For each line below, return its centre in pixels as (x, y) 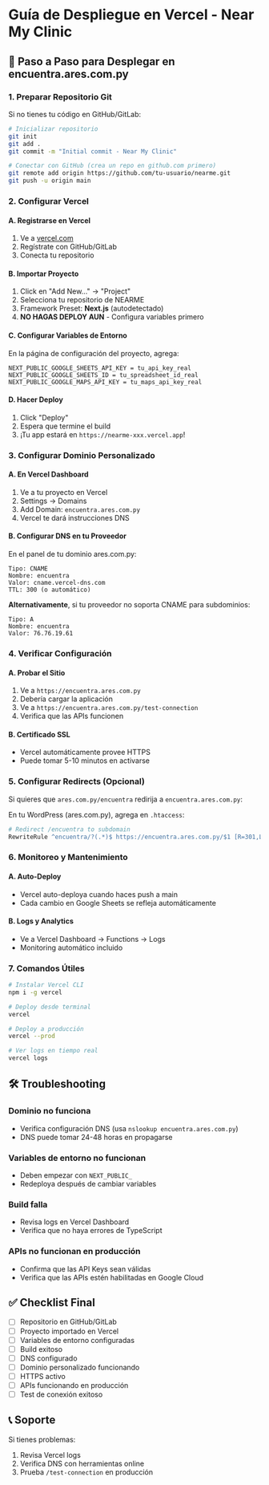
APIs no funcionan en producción (75, 1252)
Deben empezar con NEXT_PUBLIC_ (76, 1175)
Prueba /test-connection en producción (86, 1472)
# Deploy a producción (46, 1029)
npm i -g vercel (35, 992)
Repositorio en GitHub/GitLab (68, 1322)
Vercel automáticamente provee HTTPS (85, 753)
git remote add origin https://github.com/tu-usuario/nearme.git (119, 173)
